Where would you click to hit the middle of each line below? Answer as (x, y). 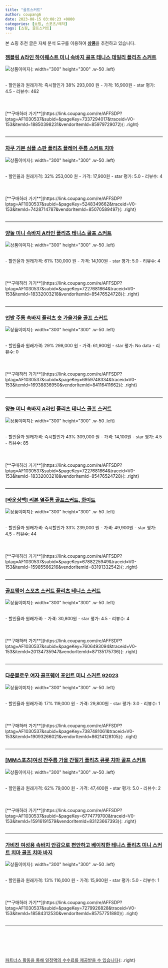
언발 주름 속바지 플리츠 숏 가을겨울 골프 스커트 (57, 318)
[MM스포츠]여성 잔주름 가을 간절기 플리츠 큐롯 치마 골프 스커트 (76, 760)
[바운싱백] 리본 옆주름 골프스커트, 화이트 (50, 500)
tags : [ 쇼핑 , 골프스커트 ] (28, 28)
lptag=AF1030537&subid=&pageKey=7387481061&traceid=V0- (70, 731)
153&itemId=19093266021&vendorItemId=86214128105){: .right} (71, 736)
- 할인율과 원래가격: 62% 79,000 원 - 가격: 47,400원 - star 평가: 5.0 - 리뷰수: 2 (83, 788)
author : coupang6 (23, 14)
